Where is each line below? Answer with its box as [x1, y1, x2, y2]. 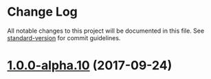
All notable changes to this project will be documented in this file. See [7, 27, 205, 35]
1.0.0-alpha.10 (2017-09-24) [7, 58, 173, 74]
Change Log [7, 4, 78, 20]
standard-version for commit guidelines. [7, 33, 121, 42]
